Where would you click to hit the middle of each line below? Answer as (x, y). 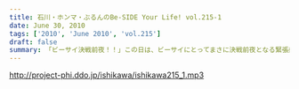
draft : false (33, 42)
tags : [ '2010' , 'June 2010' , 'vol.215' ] (85, 33)
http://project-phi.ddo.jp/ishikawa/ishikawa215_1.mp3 (107, 75)
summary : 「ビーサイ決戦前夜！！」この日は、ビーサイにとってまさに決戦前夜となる (142, 50)
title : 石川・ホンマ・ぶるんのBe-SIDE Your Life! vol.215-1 (116, 17)
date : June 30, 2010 (48, 26)
